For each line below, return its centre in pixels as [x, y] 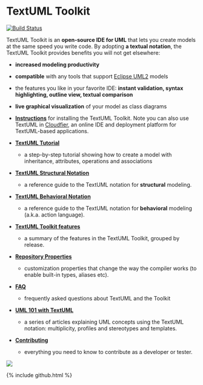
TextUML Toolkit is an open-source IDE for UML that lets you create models [101, 40]
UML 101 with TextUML [44, 310]
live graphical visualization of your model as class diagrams [91, 106]
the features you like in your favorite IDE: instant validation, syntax [99, 88]
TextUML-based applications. [52, 131]
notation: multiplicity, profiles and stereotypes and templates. [101, 328]
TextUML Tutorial [37, 143]
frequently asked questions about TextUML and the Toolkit [97, 298]
